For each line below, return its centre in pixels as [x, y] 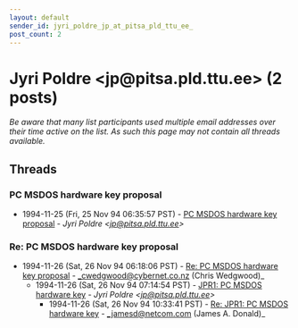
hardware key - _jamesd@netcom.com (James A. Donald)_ [157, 314]
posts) [33, 97]
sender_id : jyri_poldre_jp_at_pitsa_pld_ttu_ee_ [101, 26]
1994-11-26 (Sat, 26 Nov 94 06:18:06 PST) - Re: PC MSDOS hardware [150, 266]
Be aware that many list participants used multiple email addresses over [143, 122]
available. [28, 141]
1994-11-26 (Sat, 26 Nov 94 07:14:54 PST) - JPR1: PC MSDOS [149, 285]
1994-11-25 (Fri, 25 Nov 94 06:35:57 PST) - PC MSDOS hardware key [149, 214]
